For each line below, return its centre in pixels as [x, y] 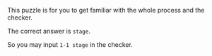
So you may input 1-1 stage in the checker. [70, 44]
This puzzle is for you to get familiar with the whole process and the [106, 10]
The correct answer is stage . [49, 31]
